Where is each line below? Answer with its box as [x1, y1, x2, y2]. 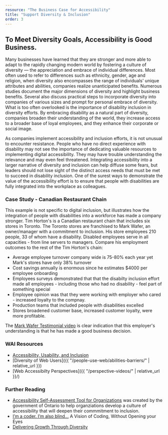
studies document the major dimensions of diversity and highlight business [5, 88, 160, 94]
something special [12, 286, 50, 293]
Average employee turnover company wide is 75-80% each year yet [12, 254, 153, 260]
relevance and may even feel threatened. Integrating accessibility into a [5, 157, 152, 163]
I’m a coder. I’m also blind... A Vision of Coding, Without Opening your [12, 413, 156, 419]
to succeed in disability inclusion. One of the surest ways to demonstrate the [5, 173, 163, 179]
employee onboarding [12, 270, 58, 276]
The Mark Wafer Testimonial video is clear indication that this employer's [5, 323, 155, 329]
